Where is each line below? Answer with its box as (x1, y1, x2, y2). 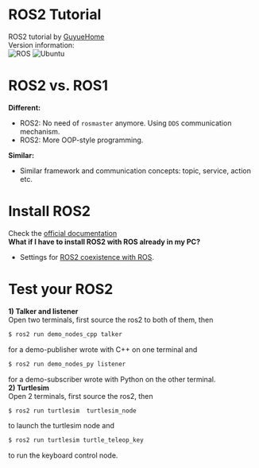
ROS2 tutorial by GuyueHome (8, 32, 105, 41)
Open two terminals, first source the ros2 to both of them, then (8, 315, 214, 324)
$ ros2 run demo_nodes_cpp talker (8, 330, 123, 338)
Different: (8, 102, 41, 112)
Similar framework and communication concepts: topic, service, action (19, 165, 252, 176)
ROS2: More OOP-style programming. (19, 135, 144, 145)
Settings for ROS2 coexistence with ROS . (19, 252, 155, 261)
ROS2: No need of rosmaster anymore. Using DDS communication (19, 118, 232, 128)
